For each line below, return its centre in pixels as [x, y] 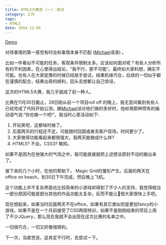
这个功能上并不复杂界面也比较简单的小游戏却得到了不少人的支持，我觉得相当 [83, 188]
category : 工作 [20, 14]
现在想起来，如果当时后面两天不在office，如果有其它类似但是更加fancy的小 [82, 204]
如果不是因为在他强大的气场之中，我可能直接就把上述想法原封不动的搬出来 [81, 154]
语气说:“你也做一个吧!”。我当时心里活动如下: [54, 115]
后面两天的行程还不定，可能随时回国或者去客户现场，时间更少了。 [79, 131]
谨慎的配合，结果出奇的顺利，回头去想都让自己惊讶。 [63, 82]
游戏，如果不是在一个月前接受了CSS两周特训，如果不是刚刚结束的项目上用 [81, 210]
